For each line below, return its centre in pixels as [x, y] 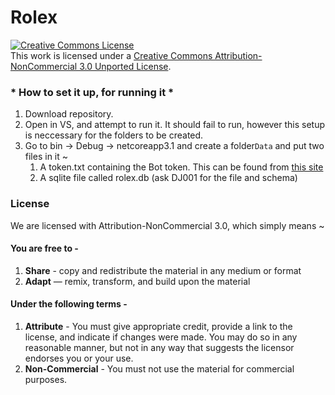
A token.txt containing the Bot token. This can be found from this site [181, 167]
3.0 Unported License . [125, 66]
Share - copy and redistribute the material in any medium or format [163, 270]
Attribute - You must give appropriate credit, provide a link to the [158, 326]
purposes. [46, 379]
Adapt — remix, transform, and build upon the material [137, 281]
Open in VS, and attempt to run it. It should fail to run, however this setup [175, 125]
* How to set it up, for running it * [92, 92]
